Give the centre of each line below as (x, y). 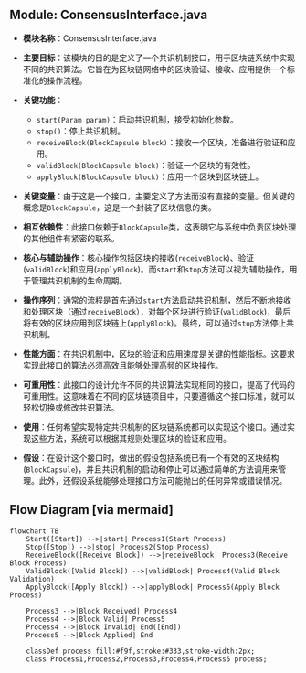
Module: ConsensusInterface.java (109, 15)
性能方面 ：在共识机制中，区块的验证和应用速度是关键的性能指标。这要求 (158, 353)
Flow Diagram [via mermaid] (91, 510)
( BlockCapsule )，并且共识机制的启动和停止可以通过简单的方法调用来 (150, 469)
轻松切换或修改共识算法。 (71, 407)
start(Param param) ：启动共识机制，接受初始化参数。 (137, 119)
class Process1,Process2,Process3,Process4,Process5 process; (147, 659)
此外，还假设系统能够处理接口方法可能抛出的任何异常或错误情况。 (163, 480)
